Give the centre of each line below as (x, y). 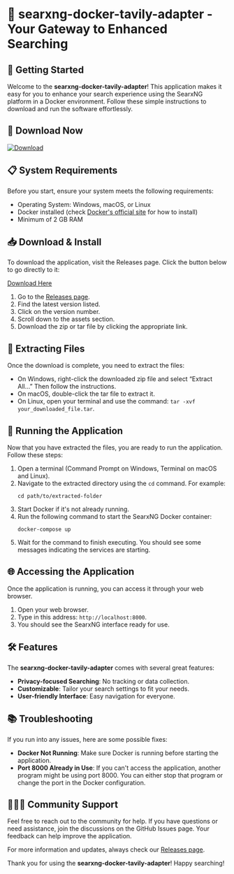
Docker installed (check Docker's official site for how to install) (107, 212)
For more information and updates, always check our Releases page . (106, 850)
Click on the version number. (59, 312)
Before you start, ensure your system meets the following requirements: (111, 191)
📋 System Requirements (62, 171)
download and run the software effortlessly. (70, 109)
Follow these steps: (35, 455)
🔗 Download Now (45, 131)
